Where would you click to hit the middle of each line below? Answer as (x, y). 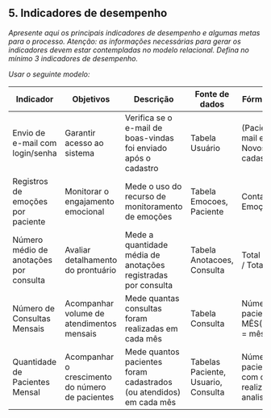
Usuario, (207, 382)
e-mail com (35, 143)
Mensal (26, 392)
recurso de (146, 196)
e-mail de (144, 127)
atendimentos (91, 324)
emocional (85, 211)
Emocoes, (209, 201)
